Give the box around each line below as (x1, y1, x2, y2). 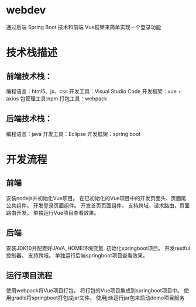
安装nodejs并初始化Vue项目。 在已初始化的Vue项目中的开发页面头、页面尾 (6, 194, 187, 201)
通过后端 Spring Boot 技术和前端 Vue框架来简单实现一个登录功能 (6, 23, 161, 30)
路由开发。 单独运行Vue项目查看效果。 (6, 209, 99, 216)
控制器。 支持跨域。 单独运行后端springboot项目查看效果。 (6, 252, 148, 259)
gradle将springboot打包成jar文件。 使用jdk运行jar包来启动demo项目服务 (11, 294, 185, 301)
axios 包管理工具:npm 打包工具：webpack (6, 95, 107, 102)
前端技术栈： (6, 71, 53, 81)
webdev (6, 4, 46, 17)
